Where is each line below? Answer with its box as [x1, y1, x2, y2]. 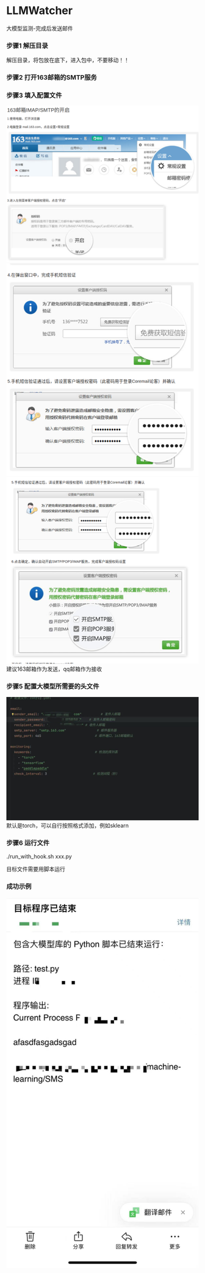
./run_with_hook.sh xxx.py [6, 853, 72, 860]
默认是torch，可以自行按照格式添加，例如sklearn [6, 822, 129, 829]
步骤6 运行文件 [6, 838, 50, 847]
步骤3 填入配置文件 [6, 91, 62, 100]
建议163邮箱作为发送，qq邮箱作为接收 [6, 665, 103, 673]
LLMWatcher [6, 4, 73, 18]
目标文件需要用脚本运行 [6, 866, 65, 873]
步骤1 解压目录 [6, 41, 49, 49]
